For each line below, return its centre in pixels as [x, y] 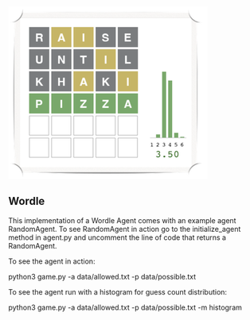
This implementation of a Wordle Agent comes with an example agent [122, 220]
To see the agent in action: [52, 261]
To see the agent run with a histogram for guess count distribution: [118, 291]
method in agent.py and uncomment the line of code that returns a [117, 237]
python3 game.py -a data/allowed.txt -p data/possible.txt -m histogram [125, 307]
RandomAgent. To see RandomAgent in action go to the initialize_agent [125, 229]
